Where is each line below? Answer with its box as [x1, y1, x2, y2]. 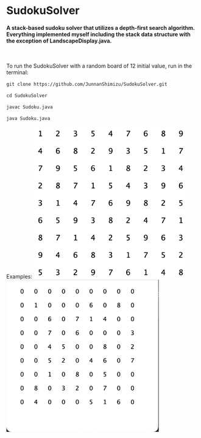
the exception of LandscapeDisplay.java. [6, 37, 112, 44]
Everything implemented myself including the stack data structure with [6, 30, 191, 38]
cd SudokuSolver [6, 92, 48, 99]
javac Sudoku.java [6, 104, 53, 110]
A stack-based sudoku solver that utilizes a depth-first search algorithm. [6, 24, 195, 31]
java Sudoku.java [6, 116, 51, 122]
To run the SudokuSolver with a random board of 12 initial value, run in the [6, 62, 192, 70]
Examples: [6, 273, 32, 280]
